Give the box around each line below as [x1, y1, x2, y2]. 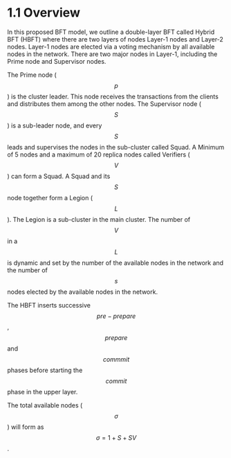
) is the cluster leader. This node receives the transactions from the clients [7, 92, 219, 100]
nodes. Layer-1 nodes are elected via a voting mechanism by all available [7, 42, 215, 51]
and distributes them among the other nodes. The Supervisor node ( [7, 99, 202, 108]
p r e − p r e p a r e [96, 312, 136, 320]
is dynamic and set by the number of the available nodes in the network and [7, 258, 223, 267]
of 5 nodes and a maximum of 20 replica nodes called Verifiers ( [7, 150, 190, 159]
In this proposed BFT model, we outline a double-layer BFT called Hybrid [7, 28, 215, 36]
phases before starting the [7, 366, 83, 374]
